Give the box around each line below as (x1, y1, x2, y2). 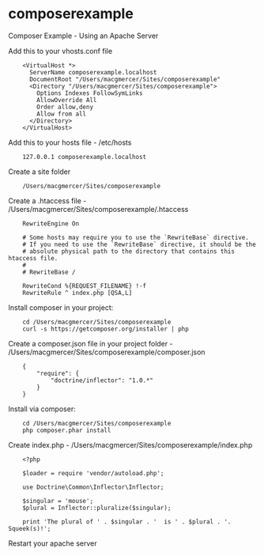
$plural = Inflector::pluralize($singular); (22, 504, 172, 512)
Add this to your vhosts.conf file (8, 46, 113, 55)
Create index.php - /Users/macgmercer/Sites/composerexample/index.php (8, 440, 253, 449)
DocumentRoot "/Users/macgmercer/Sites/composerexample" (28, 75, 221, 83)
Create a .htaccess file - (8, 195, 87, 206)
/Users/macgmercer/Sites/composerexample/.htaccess (8, 204, 189, 214)
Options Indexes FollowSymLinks (36, 89, 144, 97)
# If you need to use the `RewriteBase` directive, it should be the (22, 240, 257, 248)
